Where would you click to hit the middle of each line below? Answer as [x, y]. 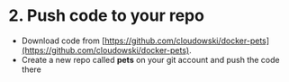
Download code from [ [63, 41]
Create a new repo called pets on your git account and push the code [150, 59]
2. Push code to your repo [106, 16]
